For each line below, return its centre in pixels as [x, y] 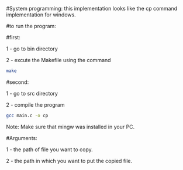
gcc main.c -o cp [27, 115]
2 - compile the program [35, 104]
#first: [13, 37]
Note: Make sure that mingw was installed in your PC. [70, 127]
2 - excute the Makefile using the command [58, 60]
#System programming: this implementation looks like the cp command [92, 8]
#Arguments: [22, 138]
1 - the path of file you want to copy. [49, 149]
